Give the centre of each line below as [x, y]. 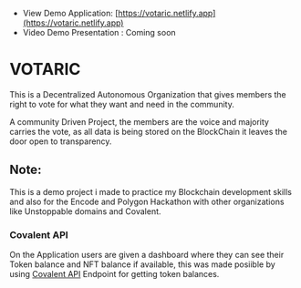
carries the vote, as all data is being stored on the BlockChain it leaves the [149, 131]
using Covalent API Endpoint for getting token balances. [114, 274]
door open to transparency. [61, 141]
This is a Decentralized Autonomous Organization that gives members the [148, 94]
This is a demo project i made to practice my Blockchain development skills [150, 191]
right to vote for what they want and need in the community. [122, 104]
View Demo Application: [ [70, 13]
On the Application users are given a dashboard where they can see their [147, 255]
